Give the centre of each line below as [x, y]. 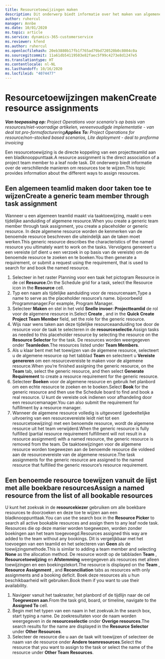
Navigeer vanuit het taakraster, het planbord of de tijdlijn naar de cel [81, 595]
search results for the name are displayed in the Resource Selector [80, 627]
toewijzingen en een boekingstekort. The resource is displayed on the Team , [82, 565]
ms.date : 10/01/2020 [26, 28]
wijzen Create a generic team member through [77, 196]
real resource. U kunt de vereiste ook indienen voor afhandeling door [82, 397]
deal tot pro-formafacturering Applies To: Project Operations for [70, 132]
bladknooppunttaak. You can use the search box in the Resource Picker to [80, 518]
